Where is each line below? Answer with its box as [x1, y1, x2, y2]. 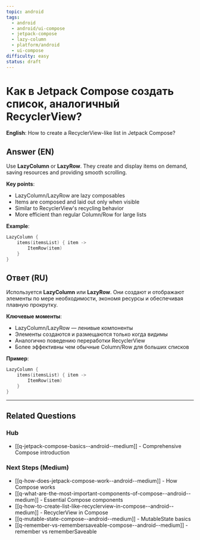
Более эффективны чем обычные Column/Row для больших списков [14, 344, 189, 351]
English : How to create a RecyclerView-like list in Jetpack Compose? [6, 129, 176, 137]
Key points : [6, 180, 35, 188]
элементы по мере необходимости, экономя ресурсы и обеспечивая [6, 295, 183, 302]
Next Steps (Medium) [6, 464, 70, 472]
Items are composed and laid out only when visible [14, 198, 140, 206]
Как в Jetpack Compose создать [6, 84, 174, 98]
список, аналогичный [6, 97, 120, 110]
